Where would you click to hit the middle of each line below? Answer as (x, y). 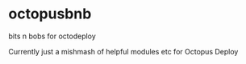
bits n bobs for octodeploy (52, 36)
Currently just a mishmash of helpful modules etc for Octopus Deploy (123, 51)
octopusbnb (50, 14)
